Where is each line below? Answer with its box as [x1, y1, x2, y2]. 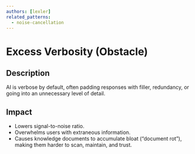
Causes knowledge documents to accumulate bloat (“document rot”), [14, 135, 182, 142]
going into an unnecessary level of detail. [6, 90, 105, 97]
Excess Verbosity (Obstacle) [6, 45, 148, 58]
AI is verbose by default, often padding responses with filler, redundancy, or [6, 83, 189, 91]
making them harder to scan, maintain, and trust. [14, 142, 132, 149]
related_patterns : [6, 14, 51, 20]
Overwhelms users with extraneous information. [14, 129, 131, 136]
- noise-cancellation [11, 19, 64, 25]
